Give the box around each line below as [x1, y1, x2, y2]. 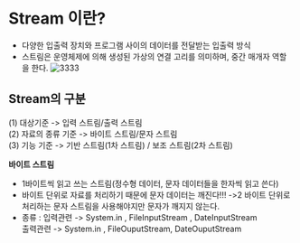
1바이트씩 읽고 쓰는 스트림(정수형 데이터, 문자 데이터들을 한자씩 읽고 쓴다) [21, 178, 279, 189]
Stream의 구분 [8, 91, 87, 107]
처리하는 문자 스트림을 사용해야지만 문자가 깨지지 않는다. [21, 201, 220, 211]
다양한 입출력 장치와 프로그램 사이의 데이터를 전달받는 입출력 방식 [21, 40, 251, 51]
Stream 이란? [8, 8, 106, 29]
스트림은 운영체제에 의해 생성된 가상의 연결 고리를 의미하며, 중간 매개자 [21, 51, 270, 61]
